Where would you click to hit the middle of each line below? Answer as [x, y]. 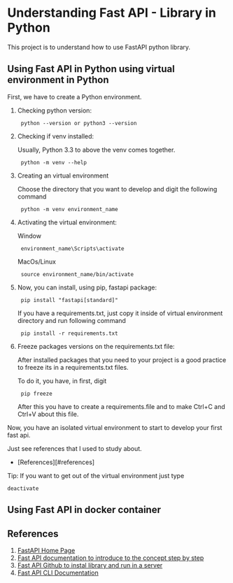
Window [29, 236]
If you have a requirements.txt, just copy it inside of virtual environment [120, 313]
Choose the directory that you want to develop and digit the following [117, 189]
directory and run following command [71, 320]
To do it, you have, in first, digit [62, 381]
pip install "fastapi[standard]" [69, 300]
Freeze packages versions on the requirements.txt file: [96, 346]
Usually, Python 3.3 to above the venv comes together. [96, 150]
